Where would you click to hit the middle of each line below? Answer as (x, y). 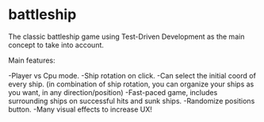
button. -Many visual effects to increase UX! (80, 109)
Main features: (32, 60)
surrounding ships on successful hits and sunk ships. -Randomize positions (132, 101)
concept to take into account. (56, 44)
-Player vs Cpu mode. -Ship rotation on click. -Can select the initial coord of (132, 75)
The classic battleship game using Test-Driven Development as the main (126, 36)
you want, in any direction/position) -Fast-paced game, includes (113, 92)
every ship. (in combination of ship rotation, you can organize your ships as (131, 84)
